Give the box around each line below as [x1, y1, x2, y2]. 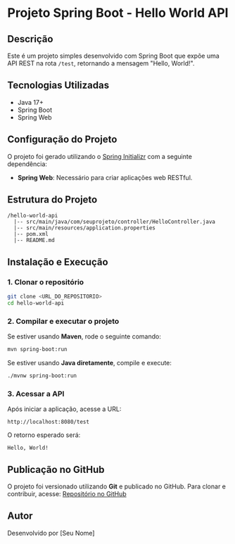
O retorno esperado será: [7, 431, 81, 439]
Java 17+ [17, 98, 44, 106]
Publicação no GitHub [7, 463, 105, 476]
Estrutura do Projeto [7, 194, 98, 205]
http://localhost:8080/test [7, 419, 90, 426]
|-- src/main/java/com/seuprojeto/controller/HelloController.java [13, 218, 216, 226]
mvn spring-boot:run [7, 346, 68, 353]
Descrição [7, 33, 53, 45]
